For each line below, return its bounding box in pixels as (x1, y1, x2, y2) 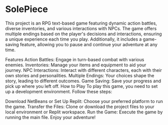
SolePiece (5, 4, 48, 15)
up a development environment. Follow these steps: (5, 88, 112, 94)
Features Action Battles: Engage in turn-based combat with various (5, 56, 144, 62)
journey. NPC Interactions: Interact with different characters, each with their (5, 67, 162, 73)
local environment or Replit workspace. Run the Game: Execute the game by (5, 109, 163, 115)
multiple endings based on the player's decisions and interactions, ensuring (5, 31, 162, 37)
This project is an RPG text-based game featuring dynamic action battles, (5, 20, 157, 26)
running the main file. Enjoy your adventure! (5, 114, 96, 120)
